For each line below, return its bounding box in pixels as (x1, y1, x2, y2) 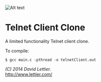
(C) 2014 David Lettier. (5, 66, 51, 72)
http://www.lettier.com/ (5, 71, 52, 77)
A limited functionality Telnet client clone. (5, 38, 90, 44)
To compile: (5, 47, 29, 54)
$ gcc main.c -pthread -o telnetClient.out (5, 57, 97, 62)
